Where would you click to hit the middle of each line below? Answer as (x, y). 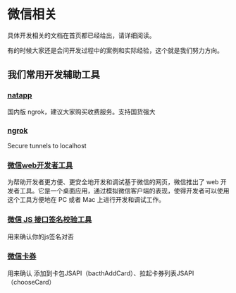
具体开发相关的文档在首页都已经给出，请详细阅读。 (81, 35)
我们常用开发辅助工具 (54, 75)
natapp (20, 95)
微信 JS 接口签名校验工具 (50, 220)
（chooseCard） (31, 282)
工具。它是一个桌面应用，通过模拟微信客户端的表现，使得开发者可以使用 (124, 191)
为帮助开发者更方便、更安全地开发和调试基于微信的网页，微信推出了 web (113, 182)
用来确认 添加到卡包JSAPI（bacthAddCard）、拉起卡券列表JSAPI (101, 273)
